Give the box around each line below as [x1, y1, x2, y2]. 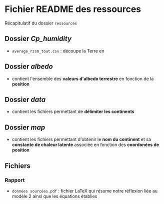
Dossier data [4, 95, 46, 103]
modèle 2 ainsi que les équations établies [11, 193, 97, 199]
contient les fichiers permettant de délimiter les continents [11, 108, 134, 114]
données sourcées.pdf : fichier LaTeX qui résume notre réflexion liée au [11, 187, 158, 193]
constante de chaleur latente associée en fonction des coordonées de [11, 141, 159, 148]
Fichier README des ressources [4, 3, 141, 15]
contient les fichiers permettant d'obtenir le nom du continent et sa [11, 136, 151, 142]
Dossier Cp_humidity [4, 34, 72, 43]
